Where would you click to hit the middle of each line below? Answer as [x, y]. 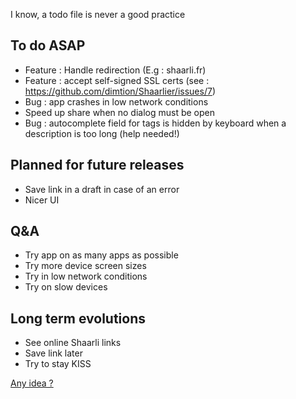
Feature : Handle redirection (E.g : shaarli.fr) [115, 70]
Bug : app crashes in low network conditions [116, 101]
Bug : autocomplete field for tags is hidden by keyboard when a [155, 123]
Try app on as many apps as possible [101, 255]
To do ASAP [48, 45]
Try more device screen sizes [85, 266]
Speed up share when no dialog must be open [120, 112]
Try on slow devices [66, 287]
